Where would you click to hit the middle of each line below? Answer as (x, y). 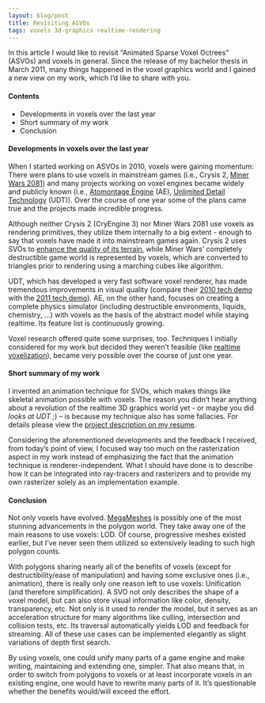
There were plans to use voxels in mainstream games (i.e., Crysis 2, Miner (129, 174)
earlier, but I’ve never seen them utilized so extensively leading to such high (132, 543)
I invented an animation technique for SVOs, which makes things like (119, 391)
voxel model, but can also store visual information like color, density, (119, 600)
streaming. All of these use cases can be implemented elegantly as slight (127, 634)
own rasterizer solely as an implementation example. (94, 482)
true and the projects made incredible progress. (86, 208)
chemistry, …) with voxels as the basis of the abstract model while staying (129, 314)
